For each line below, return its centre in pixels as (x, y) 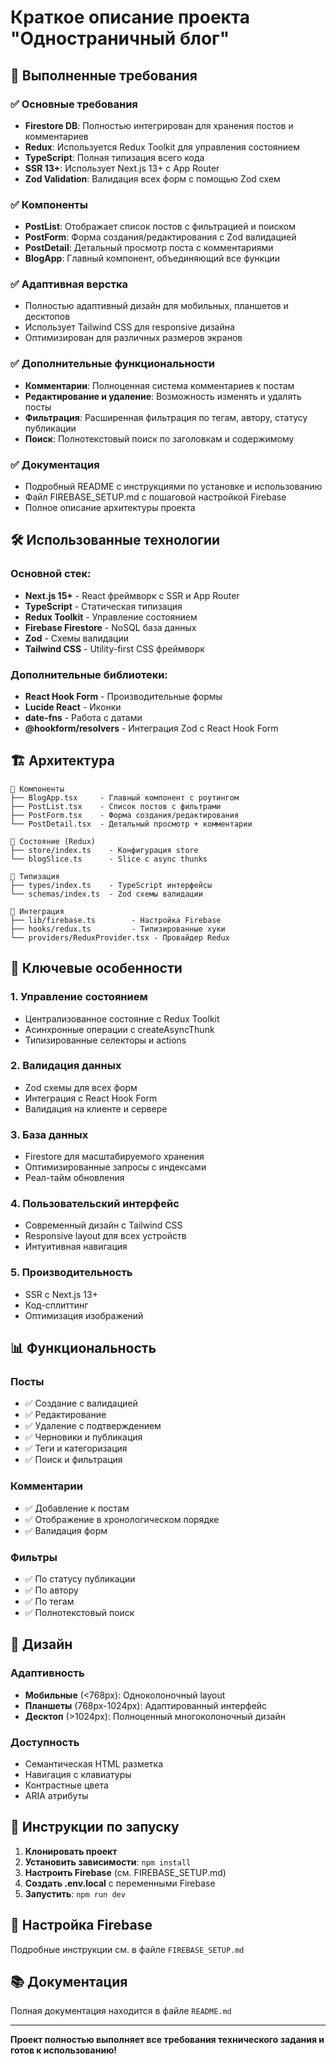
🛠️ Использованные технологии (115, 540)
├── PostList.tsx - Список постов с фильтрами (116, 806)
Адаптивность (47, 1673)
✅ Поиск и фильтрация (73, 1460)
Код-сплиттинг (56, 1305)
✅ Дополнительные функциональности (113, 364)
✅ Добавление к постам (77, 1508)
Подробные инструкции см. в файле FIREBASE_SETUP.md (127, 1949)
